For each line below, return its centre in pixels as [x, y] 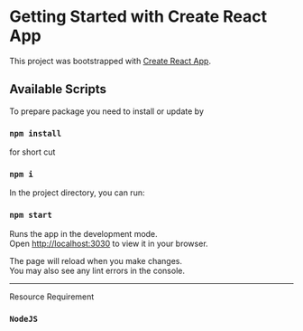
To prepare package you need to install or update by [107, 111]
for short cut [32, 152]
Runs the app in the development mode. [83, 233]
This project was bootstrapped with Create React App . [110, 61]
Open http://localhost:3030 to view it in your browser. [109, 243]
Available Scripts [58, 89]
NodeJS [24, 319]
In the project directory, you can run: [77, 193]
